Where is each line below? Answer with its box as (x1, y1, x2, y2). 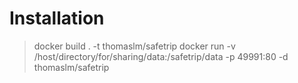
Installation (9, 7, 105, 30)
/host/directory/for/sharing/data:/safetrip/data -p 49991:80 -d (33, 50, 289, 62)
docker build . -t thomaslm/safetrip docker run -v (33, 40, 236, 52)
